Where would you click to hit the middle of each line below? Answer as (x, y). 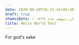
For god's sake (20, 37)
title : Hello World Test (31, 23)
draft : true (17, 14)
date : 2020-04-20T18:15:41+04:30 (40, 10)
